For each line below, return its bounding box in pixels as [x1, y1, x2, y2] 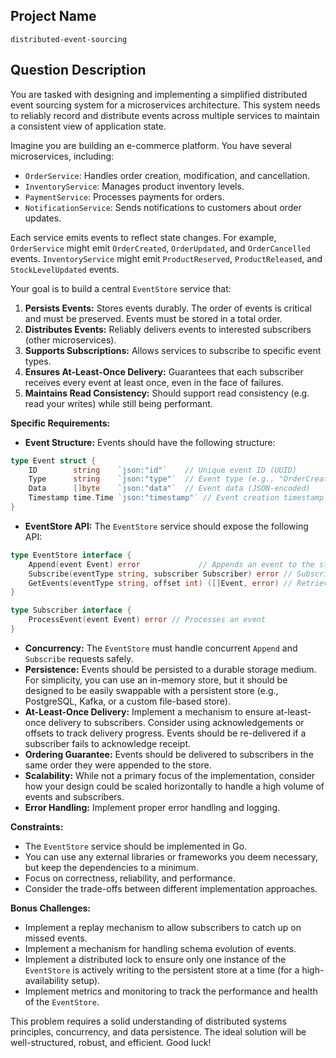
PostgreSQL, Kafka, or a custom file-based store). [24, 695, 231, 707]
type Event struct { [10, 455, 97, 466]
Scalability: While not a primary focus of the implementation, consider [24, 769, 316, 781]
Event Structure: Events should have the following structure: [24, 436, 276, 448]
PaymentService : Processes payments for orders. [24, 190, 225, 203]
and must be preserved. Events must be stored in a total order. [24, 312, 283, 324]
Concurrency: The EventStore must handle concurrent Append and [24, 642, 298, 654]
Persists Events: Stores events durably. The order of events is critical [24, 302, 312, 314]
